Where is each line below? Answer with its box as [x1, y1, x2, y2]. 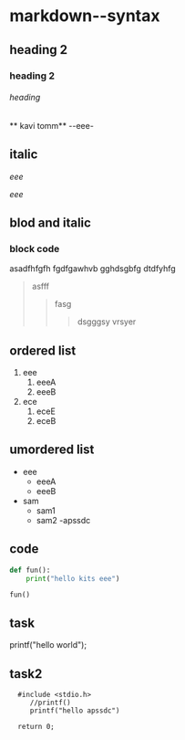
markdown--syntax [9, 5, 160, 26]
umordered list [9, 442, 95, 458]
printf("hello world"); [9, 640, 87, 650]
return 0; [17, 723, 55, 732]
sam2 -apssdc [36, 514, 91, 525]
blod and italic [9, 215, 91, 230]
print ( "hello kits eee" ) [26, 574, 120, 583]
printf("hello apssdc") [29, 706, 120, 715]
